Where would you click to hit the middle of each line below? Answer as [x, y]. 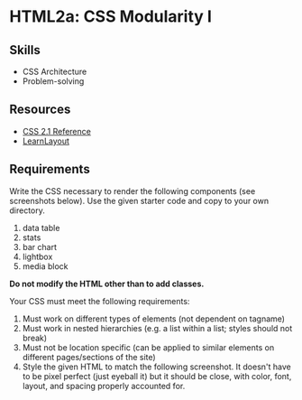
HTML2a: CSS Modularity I [110, 17]
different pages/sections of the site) [89, 357]
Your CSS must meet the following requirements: [100, 301]
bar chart [39, 247]
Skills [25, 50]
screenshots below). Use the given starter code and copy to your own [139, 200]
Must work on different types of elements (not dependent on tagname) [154, 319]
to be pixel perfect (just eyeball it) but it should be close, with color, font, [157, 376]
